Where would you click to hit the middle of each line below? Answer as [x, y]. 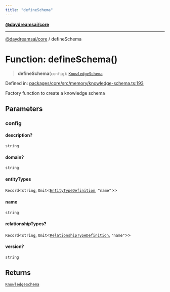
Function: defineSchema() [61, 59]
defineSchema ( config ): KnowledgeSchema [60, 73]
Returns [18, 273]
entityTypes [18, 179]
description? [19, 135]
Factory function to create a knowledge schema [55, 93]
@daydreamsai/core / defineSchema [44, 39]
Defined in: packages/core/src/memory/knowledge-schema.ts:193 [75, 83]
